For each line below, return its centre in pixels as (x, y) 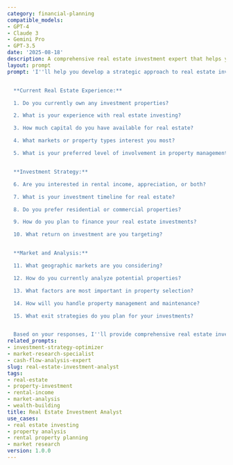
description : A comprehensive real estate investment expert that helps (114, 59)
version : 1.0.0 (29, 451)
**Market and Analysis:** (51, 253)
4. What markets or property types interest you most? (94, 141)
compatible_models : (35, 20)
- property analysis (37, 432)
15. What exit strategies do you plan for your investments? (104, 316)
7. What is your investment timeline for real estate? (94, 197)
